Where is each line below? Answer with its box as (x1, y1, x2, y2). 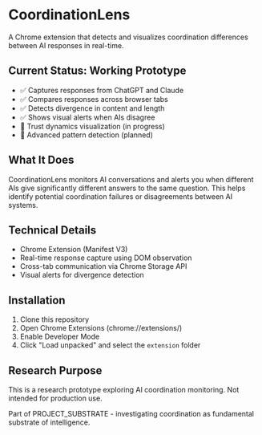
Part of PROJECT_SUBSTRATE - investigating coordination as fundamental (8, 409, 255, 418)
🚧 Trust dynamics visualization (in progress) (19, 121, 166, 131)
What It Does (8, 153, 75, 167)
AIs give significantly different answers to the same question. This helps (8, 183, 246, 193)
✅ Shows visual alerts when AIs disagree (19, 112, 155, 122)
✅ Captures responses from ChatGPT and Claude (19, 85, 184, 95)
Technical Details (8, 223, 97, 237)
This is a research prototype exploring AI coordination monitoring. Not (8, 385, 240, 394)
